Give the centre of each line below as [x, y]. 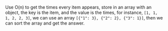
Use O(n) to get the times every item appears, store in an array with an [78, 7]
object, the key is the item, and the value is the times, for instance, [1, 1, [81, 12]
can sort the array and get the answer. [45, 23]
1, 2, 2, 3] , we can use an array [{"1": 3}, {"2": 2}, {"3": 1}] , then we [84, 18]
